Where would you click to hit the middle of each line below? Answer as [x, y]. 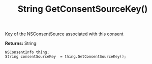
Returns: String [21, 43]
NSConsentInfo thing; [27, 52]
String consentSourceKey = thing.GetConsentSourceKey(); [66, 57]
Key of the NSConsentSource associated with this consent [64, 34]
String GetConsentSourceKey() [83, 9]
